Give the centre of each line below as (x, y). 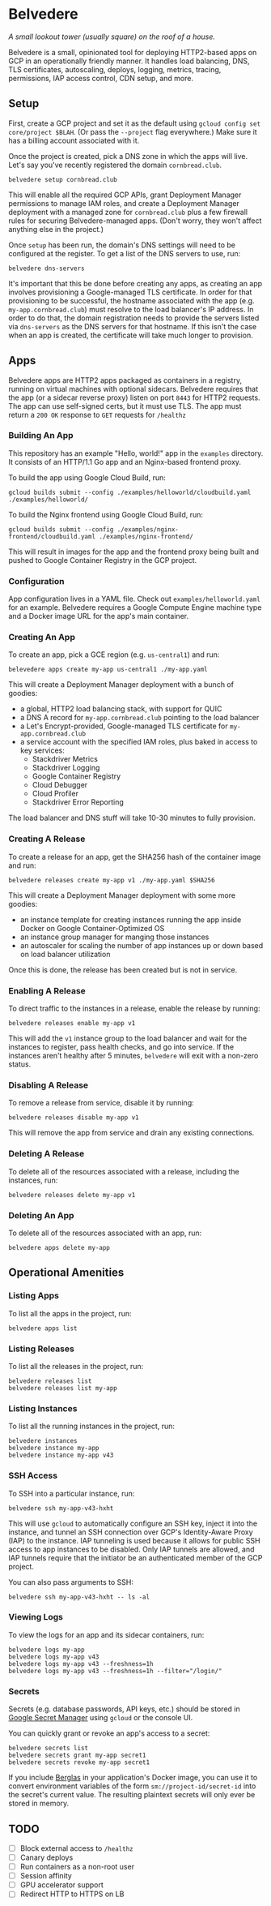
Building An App (41, 436)
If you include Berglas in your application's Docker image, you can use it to (133, 1778)
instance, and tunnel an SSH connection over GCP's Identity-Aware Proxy (131, 1532)
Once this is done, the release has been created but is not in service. (123, 969)
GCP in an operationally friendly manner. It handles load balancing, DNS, (129, 61)
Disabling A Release (49, 1085)
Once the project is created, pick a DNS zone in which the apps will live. (128, 156)
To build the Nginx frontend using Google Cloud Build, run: (106, 514)
